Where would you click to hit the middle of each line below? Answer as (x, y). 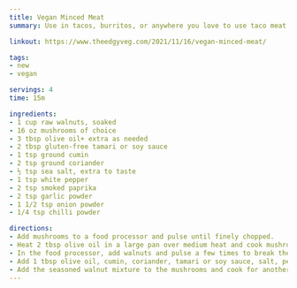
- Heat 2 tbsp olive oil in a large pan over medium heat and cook (136, 245)
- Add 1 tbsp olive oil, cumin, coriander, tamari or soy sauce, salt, (144, 261)
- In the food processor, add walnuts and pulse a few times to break (142, 253)
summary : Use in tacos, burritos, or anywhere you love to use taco (138, 26)
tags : (19, 57)
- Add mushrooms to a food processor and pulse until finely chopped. (142, 237)
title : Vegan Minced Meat (57, 17)
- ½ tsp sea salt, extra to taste (73, 171)
